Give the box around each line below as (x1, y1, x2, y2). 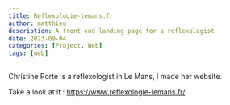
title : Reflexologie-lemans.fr (8, 11, 114, 20)
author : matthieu (8, 19, 67, 27)
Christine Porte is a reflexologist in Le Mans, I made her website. (8, 72, 223, 81)
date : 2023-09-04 (8, 34, 67, 43)
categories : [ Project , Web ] (8, 42, 103, 50)
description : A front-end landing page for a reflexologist (8, 27, 215, 35)
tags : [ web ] (8, 49, 48, 57)
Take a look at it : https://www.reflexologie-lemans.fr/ (8, 87, 186, 97)
